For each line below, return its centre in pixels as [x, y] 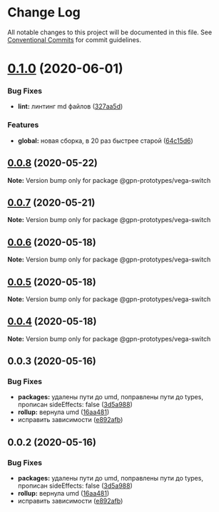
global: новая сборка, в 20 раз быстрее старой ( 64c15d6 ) [106, 141]
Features [23, 125]
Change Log [44, 12]
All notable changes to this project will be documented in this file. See [110, 32]
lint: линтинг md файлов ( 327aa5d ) [70, 106]
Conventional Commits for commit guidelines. [74, 39]
